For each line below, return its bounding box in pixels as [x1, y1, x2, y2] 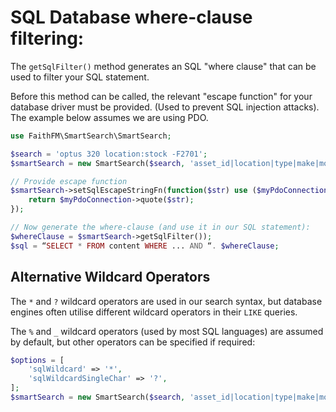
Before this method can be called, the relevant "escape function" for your [10, 90, 313, 102]
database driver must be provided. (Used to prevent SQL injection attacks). [10, 101, 320, 113]
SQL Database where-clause [10, 6, 253, 29]
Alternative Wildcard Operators [10, 269, 211, 286]
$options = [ [10, 355, 65, 365]
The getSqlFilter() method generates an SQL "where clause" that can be [10, 60, 317, 72]
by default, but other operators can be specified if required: [10, 336, 256, 348]
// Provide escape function [10, 176, 128, 186]
